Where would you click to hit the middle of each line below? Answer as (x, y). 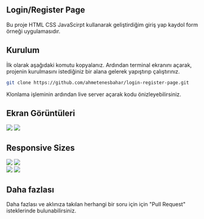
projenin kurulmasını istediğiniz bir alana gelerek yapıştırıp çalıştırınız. (93, 71)
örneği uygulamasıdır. (33, 31)
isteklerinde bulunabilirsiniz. (41, 210)
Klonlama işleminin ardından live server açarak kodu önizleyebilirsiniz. (94, 94)
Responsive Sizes (40, 148)
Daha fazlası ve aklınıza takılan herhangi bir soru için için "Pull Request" (96, 204)
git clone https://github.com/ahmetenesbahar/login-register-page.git (98, 82)
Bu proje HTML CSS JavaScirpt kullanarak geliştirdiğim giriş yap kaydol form (102, 24)
